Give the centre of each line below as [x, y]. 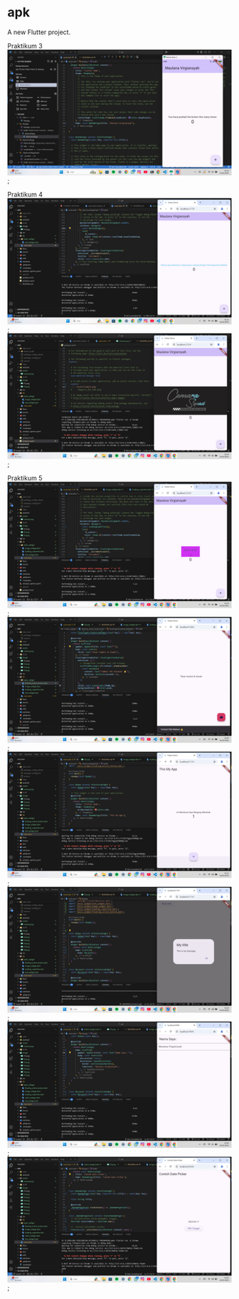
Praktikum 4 [25, 195]
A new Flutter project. [39, 32]
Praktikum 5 [25, 478]
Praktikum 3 [25, 46]
